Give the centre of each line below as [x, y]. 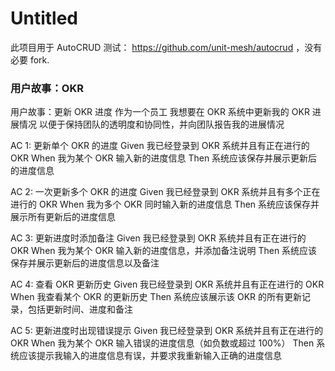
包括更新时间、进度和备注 [80, 309]
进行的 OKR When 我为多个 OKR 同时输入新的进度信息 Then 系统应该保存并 [165, 204]
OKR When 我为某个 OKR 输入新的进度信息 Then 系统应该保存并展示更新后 [164, 158]
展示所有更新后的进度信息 [63, 217]
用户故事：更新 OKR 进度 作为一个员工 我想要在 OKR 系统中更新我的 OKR [160, 112]
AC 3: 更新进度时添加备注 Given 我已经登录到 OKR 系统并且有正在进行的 [158, 238]
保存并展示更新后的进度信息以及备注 [85, 263]
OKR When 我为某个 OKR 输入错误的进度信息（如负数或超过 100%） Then [162, 343]
